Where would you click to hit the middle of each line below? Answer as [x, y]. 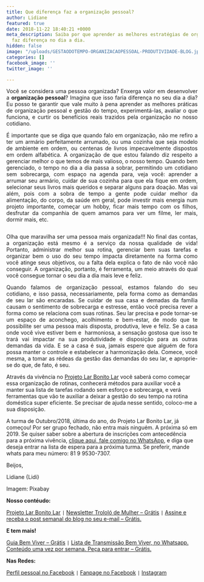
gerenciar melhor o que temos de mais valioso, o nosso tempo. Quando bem [102, 161]
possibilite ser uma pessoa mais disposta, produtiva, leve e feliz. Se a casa [102, 326]
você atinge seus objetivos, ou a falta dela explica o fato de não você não [102, 263]
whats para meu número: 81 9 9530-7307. [59, 453]
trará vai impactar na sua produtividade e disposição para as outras [102, 339]
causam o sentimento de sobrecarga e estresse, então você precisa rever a [102, 307]
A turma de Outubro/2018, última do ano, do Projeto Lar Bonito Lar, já [93, 421]
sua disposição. [26, 410]
